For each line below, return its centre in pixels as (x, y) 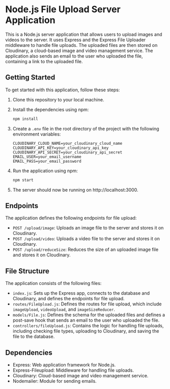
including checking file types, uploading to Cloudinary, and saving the (86, 331)
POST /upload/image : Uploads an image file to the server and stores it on (88, 228)
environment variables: (37, 134)
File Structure (27, 271)
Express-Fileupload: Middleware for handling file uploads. (73, 370)
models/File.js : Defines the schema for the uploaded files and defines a (89, 315)
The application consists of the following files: (53, 283)
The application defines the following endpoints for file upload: (71, 218)
